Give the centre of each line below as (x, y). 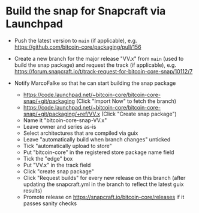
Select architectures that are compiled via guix (81, 133)
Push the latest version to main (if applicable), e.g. (76, 40)
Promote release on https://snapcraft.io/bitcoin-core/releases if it (104, 197)
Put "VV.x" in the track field (57, 165)
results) (33, 190)
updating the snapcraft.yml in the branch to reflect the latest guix (103, 184)
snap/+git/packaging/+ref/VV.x (61, 114)
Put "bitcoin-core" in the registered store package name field (99, 152)
